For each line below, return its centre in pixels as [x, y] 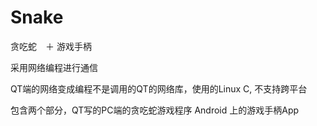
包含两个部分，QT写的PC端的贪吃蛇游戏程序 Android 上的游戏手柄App [155, 110]
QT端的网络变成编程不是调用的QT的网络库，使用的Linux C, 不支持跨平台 [159, 88]
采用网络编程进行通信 [54, 67]
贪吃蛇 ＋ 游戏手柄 [51, 46]
